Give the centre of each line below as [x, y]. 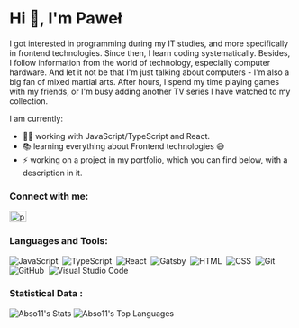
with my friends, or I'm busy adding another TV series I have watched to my [150, 91]
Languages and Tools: [59, 241]
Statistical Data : [46, 294]
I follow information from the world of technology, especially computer [140, 62]
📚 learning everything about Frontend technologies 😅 [123, 146]
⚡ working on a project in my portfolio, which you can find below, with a [155, 159]
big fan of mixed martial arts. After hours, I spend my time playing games [145, 81]
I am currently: [36, 118]
